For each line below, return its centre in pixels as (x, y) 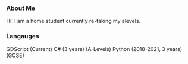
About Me (21, 8)
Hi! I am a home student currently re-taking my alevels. (73, 21)
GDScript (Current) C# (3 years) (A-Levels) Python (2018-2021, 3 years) (94, 49)
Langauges (23, 36)
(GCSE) (15, 55)
